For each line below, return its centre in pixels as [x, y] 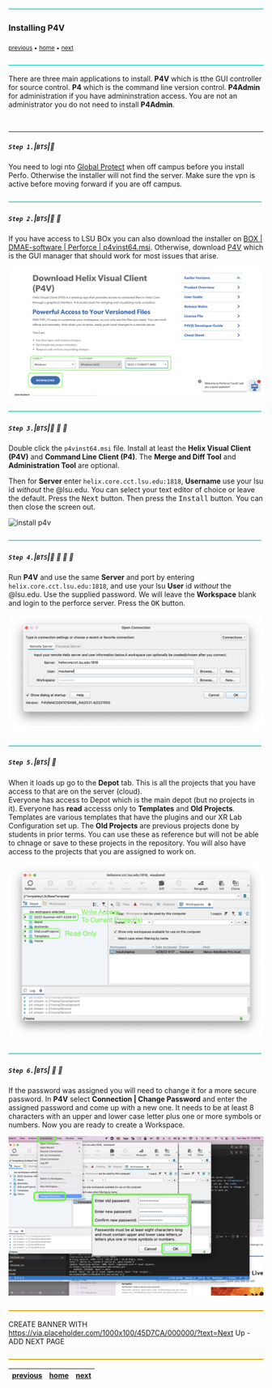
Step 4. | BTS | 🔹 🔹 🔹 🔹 [41, 557]
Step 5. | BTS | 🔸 [32, 762]
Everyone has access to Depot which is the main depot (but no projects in [132, 799]
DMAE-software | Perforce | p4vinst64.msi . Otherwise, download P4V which [136, 247]
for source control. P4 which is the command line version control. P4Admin [134, 87]
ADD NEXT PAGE [36, 1342]
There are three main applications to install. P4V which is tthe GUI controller [135, 79]
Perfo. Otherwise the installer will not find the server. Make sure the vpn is [132, 176]
